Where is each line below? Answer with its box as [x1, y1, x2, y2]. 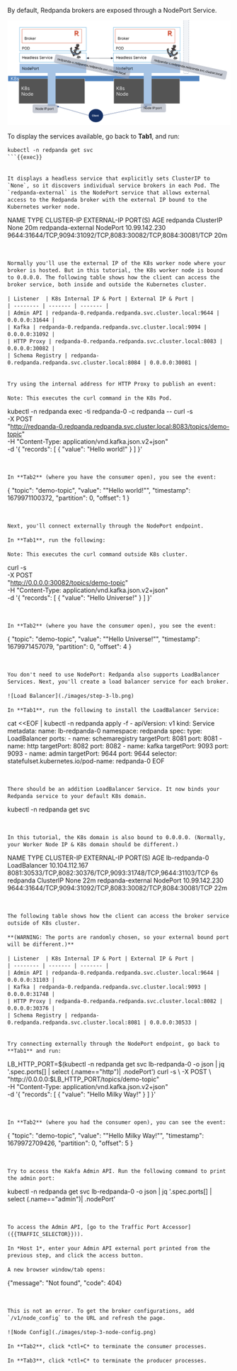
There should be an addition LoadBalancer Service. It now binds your [7, 785, 220, 792]
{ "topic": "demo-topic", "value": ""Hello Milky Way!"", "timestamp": [7, 1131, 204, 1140]
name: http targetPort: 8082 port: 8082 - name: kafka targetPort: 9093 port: [7, 741, 229, 750]
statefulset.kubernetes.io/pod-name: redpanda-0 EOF [7, 756, 165, 765]
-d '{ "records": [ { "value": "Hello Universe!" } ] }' [7, 593, 152, 602]
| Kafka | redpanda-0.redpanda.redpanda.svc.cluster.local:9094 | [7, 323, 207, 331]
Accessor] [162, 1223, 192, 1230]
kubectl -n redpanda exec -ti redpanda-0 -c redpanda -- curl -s [7, 407, 193, 415]
